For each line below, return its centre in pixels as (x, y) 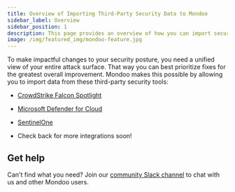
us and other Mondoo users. (48, 182)
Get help (26, 158)
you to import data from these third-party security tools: (88, 82)
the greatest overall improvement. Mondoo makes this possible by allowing (115, 75)
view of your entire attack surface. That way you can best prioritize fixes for (116, 67)
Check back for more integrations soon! (74, 136)
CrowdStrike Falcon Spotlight (59, 96)
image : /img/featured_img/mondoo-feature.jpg (74, 40)
